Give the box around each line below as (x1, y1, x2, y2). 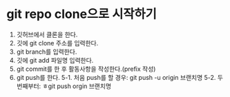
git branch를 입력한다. (16, 47, 77, 56)
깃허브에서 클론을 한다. (16, 30, 78, 39)
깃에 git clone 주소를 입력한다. (16, 39, 99, 47)
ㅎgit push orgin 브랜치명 (42, 82, 112, 90)
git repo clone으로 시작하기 (6, 6, 157, 22)
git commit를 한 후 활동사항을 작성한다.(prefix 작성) (16, 65, 156, 73)
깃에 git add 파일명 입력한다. (16, 56, 94, 64)
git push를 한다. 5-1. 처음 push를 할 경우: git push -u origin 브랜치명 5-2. (16, 73, 216, 81)
